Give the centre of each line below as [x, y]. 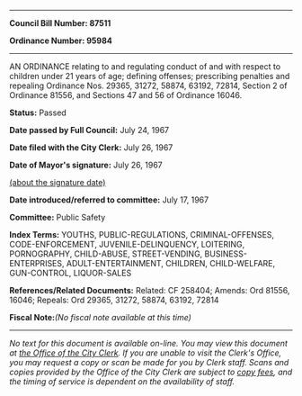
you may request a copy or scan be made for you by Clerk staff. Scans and [149, 362]
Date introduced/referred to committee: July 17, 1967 [109, 200]
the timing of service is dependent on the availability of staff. [122, 382]
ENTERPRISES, [37, 263]
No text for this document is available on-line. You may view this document [148, 343]
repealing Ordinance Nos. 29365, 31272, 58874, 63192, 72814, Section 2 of [148, 85]
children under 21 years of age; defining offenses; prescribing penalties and [150, 76]
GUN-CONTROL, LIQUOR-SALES [71, 273]
